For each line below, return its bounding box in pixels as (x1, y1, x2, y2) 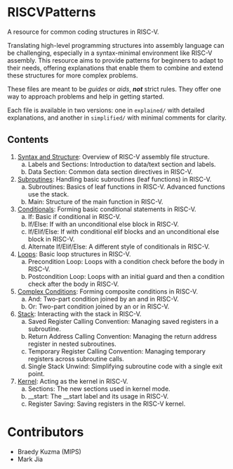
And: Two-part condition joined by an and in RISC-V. (27, 294, 179, 303)
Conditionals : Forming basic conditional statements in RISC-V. (17, 205, 197, 213)
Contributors (7, 424, 84, 440)
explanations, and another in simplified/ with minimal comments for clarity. (7, 113, 227, 122)
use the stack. (27, 189, 69, 198)
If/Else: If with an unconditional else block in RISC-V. (27, 220, 179, 228)
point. (27, 369, 45, 377)
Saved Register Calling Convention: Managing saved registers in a (27, 317, 219, 325)
